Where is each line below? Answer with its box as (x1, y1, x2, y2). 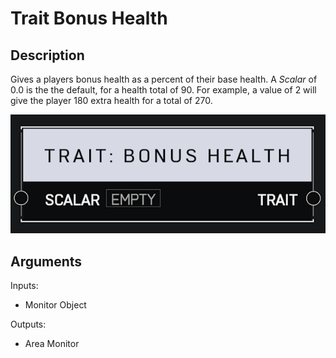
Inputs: (10, 280, 39, 292)
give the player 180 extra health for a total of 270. (10, 95, 213, 106)
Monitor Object (24, 299, 87, 311)
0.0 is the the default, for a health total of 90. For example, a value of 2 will (10, 84, 317, 96)
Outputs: (10, 318, 47, 331)
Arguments (10, 253, 83, 270)
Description (10, 47, 85, 64)
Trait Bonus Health (10, 7, 168, 30)
